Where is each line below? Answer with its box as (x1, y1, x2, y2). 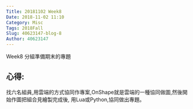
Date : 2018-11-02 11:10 (6, 14, 65, 20)
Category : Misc (6, 19, 44, 25)
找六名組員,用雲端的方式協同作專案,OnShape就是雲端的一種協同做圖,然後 (6, 88, 182, 95)
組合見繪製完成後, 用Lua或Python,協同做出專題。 (26, 95, 145, 103)
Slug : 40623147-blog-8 (6, 31, 62, 37)
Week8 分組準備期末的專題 (6, 53, 71, 60)
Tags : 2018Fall (6, 25, 44, 31)
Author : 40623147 (6, 36, 49, 42)
